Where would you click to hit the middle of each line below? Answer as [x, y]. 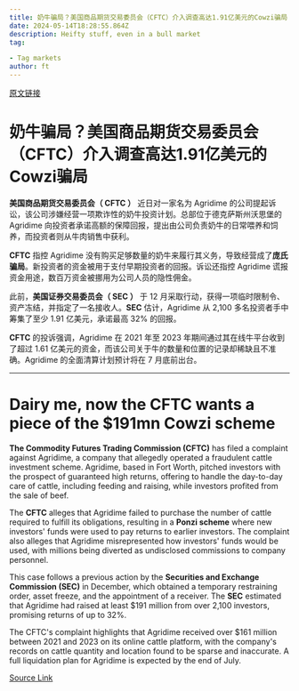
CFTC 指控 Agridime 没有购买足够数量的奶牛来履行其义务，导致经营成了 [141, 255]
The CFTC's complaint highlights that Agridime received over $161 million [143, 631]
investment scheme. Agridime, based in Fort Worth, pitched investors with [145, 467]
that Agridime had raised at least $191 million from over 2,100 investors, [139, 605]
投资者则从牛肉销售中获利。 [83, 236]
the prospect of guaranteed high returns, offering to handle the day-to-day [146, 476]
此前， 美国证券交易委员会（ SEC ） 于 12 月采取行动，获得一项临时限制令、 [147, 296]
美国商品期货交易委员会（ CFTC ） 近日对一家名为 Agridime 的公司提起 [139, 203]
